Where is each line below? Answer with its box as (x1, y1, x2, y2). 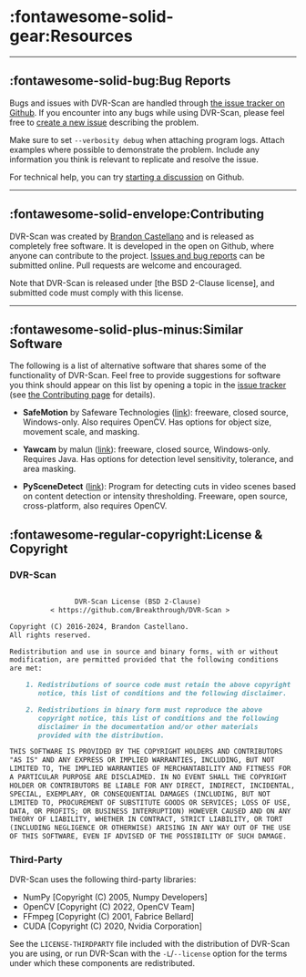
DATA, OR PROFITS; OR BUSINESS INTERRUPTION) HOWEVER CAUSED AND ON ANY (9, 807, 291, 816)
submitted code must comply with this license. (9, 287, 184, 298)
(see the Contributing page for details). (9, 389, 156, 400)
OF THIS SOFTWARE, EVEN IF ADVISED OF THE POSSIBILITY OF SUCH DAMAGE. (9, 832, 287, 841)
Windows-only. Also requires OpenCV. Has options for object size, (22, 417, 271, 427)
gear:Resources (9, 26, 134, 46)
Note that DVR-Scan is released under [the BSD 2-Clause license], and (9, 277, 275, 288)
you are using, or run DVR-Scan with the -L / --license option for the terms (9, 948, 288, 959)
